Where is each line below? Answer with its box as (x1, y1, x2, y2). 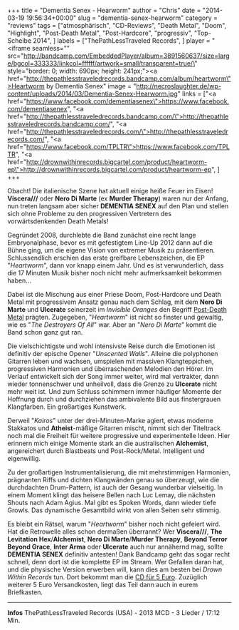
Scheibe (7, 36, 32, 45)
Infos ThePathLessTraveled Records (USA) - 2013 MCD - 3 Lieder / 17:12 (7, 609, 221, 616)
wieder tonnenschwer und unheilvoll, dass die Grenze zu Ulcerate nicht (7, 380, 218, 388)
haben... (7, 276, 32, 285)
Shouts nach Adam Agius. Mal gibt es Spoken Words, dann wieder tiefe (7, 499, 217, 507)
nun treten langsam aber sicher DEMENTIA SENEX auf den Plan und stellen (7, 202, 229, 210)
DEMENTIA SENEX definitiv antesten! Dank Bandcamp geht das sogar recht (7, 550, 230, 559)
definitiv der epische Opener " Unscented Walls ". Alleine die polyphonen (7, 350, 218, 357)
